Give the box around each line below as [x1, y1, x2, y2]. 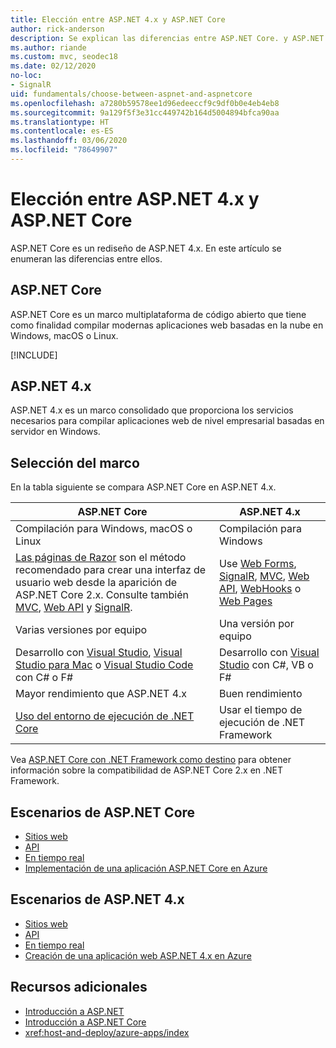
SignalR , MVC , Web [218, 569, 310, 583]
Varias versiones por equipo [15, 623, 148, 637]
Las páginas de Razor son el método [15, 551, 187, 565]
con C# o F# [15, 671, 74, 685]
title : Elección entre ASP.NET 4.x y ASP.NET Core [10, 14, 226, 25]
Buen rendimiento [218, 687, 303, 701]
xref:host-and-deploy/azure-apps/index [24, 1026, 190, 1038]
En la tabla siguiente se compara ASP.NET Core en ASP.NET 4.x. [10, 481, 277, 493]
